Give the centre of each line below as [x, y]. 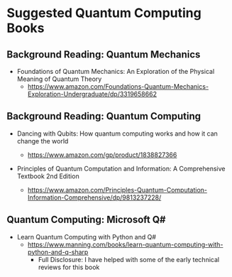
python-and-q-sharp [58, 252]
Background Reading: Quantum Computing [104, 116]
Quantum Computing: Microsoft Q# [86, 220]
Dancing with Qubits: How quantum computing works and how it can [117, 134]
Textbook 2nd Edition [48, 176]
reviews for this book [69, 267]
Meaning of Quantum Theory [59, 79]
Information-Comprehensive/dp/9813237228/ [94, 197]
